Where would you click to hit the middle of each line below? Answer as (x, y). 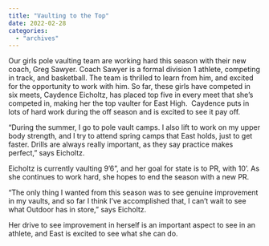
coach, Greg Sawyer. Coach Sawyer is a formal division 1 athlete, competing (134, 70)
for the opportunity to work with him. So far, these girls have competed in (129, 87)
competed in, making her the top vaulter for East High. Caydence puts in (129, 103)
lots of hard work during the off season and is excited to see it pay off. (124, 112)
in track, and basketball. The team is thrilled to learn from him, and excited (131, 78)
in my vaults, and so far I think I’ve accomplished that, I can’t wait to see (127, 201)
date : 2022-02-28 (37, 23)
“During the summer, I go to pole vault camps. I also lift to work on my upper (134, 127)
